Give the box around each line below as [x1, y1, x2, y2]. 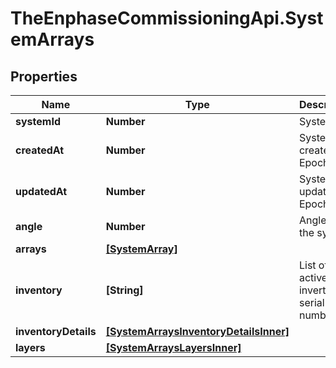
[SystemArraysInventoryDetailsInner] [105, 325, 290, 338]
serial [298, 296, 325, 309]
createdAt [15, 143, 65, 157]
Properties [10, 68, 78, 85]
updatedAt [15, 185, 68, 198]
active [298, 271, 328, 284]
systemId [15, 115, 61, 128]
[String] [105, 283, 144, 297]
